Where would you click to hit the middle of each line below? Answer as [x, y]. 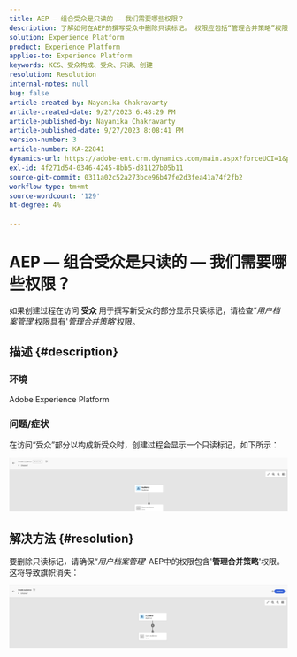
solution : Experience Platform [67, 37]
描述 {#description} [64, 352]
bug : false [29, 93]
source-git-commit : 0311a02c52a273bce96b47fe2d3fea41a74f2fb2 [126, 177]
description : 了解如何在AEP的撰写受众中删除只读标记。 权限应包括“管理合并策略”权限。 [152, 28]
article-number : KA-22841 [57, 149]
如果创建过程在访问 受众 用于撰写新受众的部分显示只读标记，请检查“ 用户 [141, 310]
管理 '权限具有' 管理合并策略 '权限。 [78, 321]
